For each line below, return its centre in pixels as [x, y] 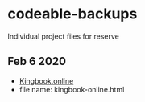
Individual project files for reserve [64, 36]
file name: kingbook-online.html [72, 89]
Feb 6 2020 [37, 61]
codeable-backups [72, 14]
